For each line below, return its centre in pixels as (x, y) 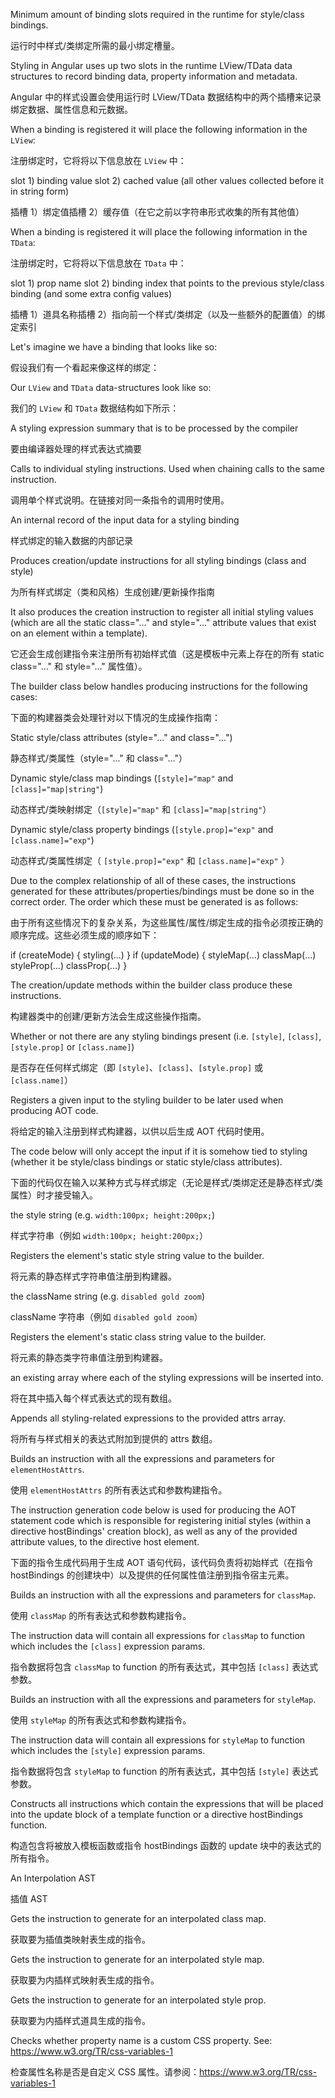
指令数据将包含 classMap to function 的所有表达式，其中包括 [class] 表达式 (164, 1667)
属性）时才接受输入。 (54, 1195)
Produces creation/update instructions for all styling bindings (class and (158, 560)
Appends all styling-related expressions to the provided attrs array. (148, 1418)
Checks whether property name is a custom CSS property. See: (141, 2040)
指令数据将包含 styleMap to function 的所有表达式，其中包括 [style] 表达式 (164, 1771)
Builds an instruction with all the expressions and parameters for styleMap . (163, 1699)
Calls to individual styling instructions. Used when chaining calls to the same (167, 468)
